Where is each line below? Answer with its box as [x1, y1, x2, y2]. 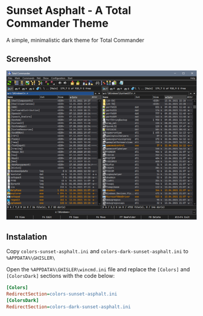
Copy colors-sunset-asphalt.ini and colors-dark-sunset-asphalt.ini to [6, 248, 188, 255]
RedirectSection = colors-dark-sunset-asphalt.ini [6, 303, 131, 310]
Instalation [6, 231, 47, 242]
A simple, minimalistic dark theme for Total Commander [6, 36, 145, 44]
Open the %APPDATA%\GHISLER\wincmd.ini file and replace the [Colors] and [6, 266, 190, 273]
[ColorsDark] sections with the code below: [6, 272, 115, 280]
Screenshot [6, 54, 51, 64]
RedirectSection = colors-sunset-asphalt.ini [6, 291, 118, 297]
